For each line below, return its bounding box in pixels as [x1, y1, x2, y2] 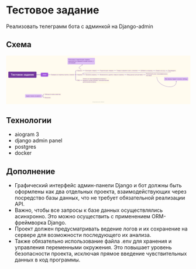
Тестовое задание [6, 4, 99, 17]
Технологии [6, 116, 51, 125]
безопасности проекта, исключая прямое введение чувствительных [14, 250, 187, 257]
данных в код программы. [14, 256, 81, 263]
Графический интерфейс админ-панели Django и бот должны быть [14, 182, 183, 189]
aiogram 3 [14, 131, 40, 138]
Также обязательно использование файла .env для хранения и [14, 237, 172, 245]
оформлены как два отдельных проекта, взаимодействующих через [14, 188, 187, 195]
